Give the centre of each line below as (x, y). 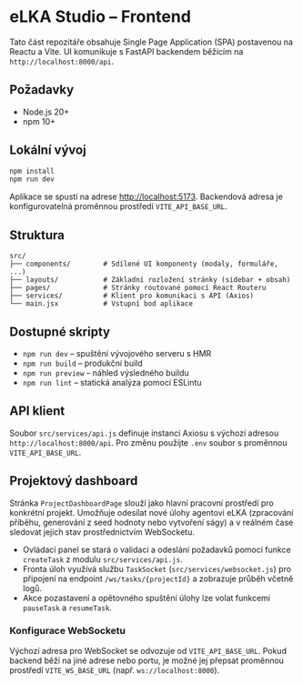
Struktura (37, 235)
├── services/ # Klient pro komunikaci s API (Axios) (132, 296)
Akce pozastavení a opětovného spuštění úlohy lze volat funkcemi (146, 598)
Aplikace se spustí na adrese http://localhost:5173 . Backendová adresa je (146, 196)
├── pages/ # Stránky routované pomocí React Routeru (138, 288)
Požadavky (42, 90)
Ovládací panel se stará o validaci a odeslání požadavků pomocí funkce (157, 549)
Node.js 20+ (46, 112)
